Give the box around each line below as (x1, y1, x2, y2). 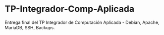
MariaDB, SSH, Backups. (4, 24, 55, 30)
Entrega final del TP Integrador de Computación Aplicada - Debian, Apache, (4, 19, 160, 25)
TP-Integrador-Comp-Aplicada (4, 3, 135, 15)
